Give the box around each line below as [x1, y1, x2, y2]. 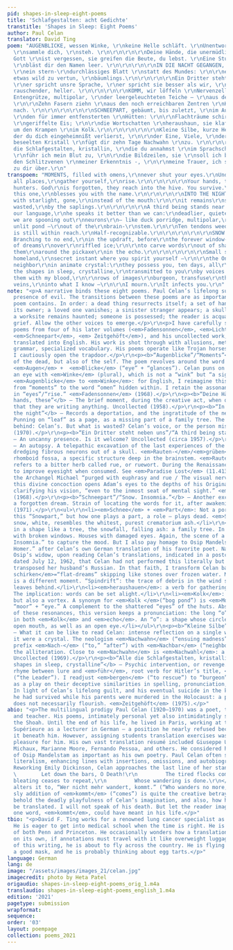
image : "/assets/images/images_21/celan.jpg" [7, 867, 141, 874]
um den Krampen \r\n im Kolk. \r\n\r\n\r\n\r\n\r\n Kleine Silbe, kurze [13, 126, 218, 133]
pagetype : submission [7, 899, 70, 907]
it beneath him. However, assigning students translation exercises [13, 732, 216, 739]
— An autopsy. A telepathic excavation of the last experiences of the [13, 442, 225, 449]
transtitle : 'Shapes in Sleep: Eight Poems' [7, 23, 138, 30]
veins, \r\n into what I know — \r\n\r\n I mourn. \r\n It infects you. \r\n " [13, 281, 225, 288]
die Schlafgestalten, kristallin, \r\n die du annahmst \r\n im [13, 146, 197, 153]
